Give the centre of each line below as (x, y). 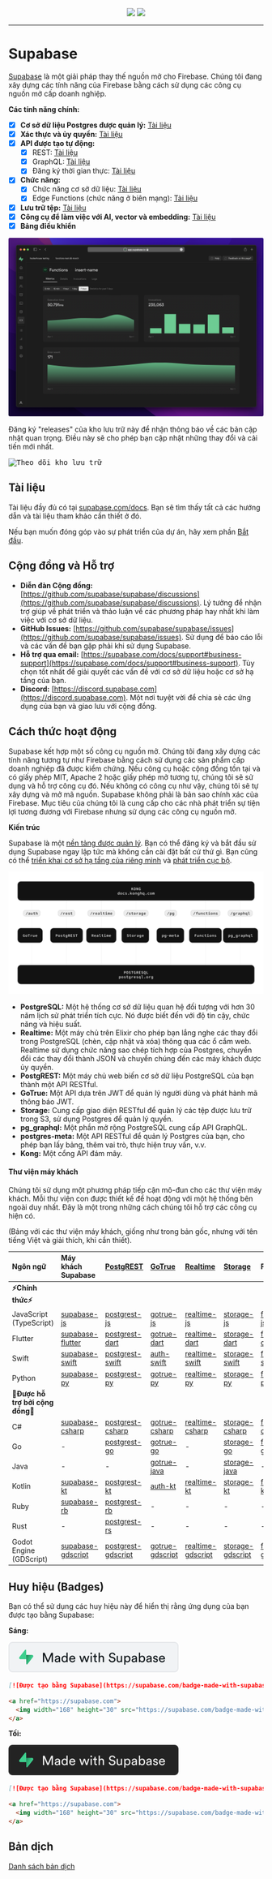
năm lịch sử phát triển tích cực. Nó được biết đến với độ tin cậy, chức (135, 1015)
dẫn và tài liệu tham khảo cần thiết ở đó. (75, 516)
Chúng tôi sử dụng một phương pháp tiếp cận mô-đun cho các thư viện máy (135, 1189)
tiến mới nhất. (31, 447)
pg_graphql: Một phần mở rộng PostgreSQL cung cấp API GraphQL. (134, 1127)
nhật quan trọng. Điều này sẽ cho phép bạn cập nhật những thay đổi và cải (133, 438)
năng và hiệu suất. (51, 1024)
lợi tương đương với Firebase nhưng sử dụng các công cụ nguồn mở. (123, 811)
